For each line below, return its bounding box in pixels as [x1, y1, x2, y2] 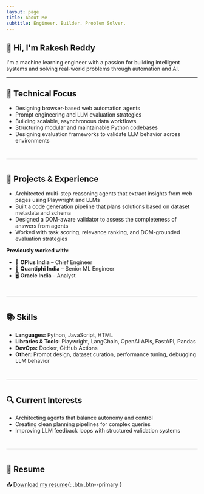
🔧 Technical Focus [6, 89, 77, 99]
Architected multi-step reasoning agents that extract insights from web [15, 190, 193, 197]
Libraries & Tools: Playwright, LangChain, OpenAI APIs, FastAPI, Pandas [15, 337, 196, 345]
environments [15, 137, 50, 144]
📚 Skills [6, 312, 38, 322]
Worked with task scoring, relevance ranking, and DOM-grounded [15, 229, 180, 236]
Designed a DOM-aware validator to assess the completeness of [15, 216, 177, 223]
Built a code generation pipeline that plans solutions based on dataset [15, 203, 190, 210]
